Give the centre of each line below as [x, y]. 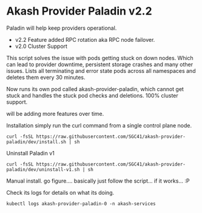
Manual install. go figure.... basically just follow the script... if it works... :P [98, 181]
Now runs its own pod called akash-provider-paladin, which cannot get [95, 89]
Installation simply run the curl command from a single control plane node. [99, 125]
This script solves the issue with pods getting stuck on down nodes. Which [100, 58]
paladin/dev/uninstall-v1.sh [43, 169]
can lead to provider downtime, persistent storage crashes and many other [100, 64]
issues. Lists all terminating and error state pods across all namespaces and [101, 70]
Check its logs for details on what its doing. [60, 192]
